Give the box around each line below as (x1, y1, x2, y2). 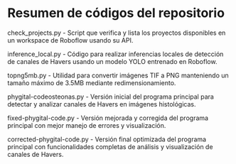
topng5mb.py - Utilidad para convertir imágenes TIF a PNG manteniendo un (7, 71, 229, 80)
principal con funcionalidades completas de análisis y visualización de (7, 142, 213, 151)
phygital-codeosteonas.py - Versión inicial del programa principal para (7, 92, 215, 101)
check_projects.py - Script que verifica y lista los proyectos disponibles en (7, 28, 226, 37)
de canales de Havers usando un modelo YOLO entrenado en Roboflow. (7, 57, 218, 65)
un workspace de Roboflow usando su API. (7, 35, 134, 44)
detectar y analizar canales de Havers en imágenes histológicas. (7, 99, 197, 108)
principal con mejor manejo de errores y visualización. (7, 121, 166, 129)
